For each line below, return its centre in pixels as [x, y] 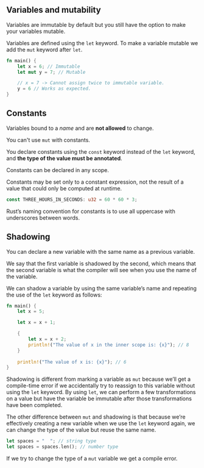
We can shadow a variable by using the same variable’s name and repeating [101, 288]
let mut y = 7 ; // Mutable [51, 72]
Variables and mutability [54, 10]
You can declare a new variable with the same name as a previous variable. [101, 251]
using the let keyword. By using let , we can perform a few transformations [101, 392]
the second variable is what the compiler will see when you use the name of [101, 270]
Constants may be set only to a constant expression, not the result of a [95, 182]
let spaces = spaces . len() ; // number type [62, 447]
